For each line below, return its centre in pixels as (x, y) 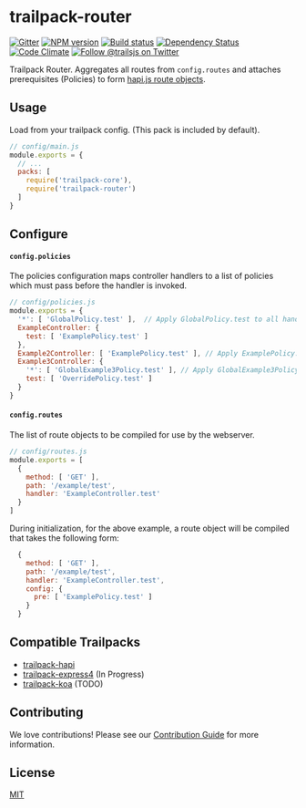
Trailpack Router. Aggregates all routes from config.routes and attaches (145, 69)
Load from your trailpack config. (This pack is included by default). (135, 129)
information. (32, 744)
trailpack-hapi (49, 664)
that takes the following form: (65, 538)
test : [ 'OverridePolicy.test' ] (89, 379)
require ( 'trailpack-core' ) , (79, 181)
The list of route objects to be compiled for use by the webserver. (132, 435)
